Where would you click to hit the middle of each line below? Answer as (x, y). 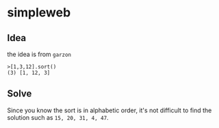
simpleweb (39, 13)
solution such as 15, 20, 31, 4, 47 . (58, 117)
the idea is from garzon (39, 54)
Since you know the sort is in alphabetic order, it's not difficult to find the (109, 110)
